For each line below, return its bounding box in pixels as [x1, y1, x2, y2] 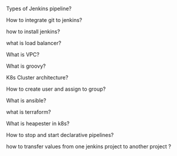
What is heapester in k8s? [6, 120, 70, 127]
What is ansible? [6, 97, 46, 104]
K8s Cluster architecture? [6, 74, 68, 81]
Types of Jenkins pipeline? [6, 5, 72, 12]
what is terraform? [6, 109, 52, 115]
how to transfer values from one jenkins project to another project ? [6, 143, 171, 150]
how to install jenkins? [6, 28, 61, 35]
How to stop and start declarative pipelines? [6, 132, 114, 138]
